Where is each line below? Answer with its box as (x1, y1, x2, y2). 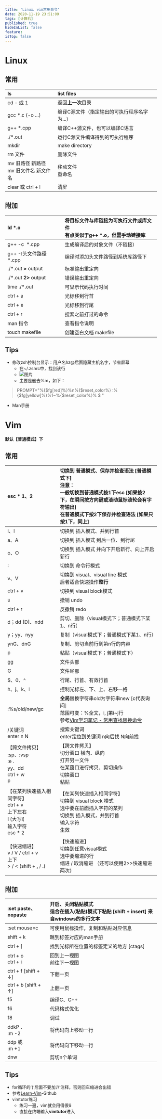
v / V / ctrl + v (7, 849, 39, 856)
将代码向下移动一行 (50, 1042, 94, 1049)
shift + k (7, 934, 26, 941)
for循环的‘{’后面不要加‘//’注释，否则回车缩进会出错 (12, 1084, 111, 1090)
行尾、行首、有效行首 (60, 677, 108, 684)
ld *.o (7, 224, 21, 231)
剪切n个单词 (50, 1054, 77, 1061)
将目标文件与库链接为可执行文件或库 (65, 217, 147, 224)
